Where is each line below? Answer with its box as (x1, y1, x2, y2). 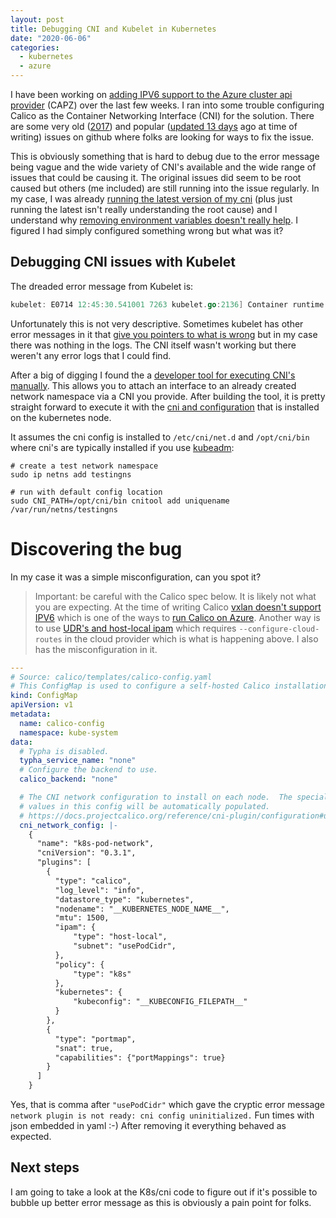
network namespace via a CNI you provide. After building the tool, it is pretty (10, 390, 326, 402)
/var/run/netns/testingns (10, 504, 118, 515)
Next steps (10, 1159, 80, 1176)
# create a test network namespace (10, 461, 159, 471)
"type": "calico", (54, 876, 132, 886)
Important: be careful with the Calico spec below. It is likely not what (34, 590, 317, 602)
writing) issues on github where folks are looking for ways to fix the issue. (10, 131, 315, 143)
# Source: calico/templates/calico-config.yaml (10, 672, 213, 682)
